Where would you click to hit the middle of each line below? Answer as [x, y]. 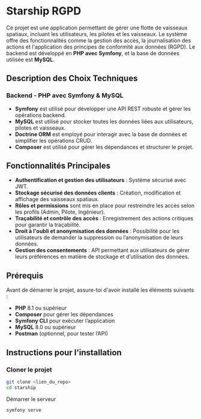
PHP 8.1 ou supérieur [41, 308]
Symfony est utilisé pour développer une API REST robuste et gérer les [103, 109]
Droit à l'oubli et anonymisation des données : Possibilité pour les [97, 231]
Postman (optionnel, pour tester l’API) [61, 334]
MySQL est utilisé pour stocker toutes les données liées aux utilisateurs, [104, 121]
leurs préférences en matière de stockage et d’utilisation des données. [102, 257]
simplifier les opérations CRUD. [53, 140]
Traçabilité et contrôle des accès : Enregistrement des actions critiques [104, 219]
